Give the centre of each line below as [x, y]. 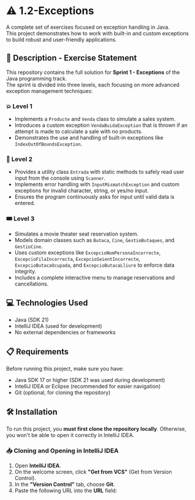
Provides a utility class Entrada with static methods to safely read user [99, 172]
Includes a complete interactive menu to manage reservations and [95, 277]
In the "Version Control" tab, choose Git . [65, 484]
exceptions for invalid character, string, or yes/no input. [81, 191]
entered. [25, 203]
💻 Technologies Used [47, 303]
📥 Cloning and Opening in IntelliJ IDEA [62, 451]
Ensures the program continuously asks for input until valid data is [95, 197]
